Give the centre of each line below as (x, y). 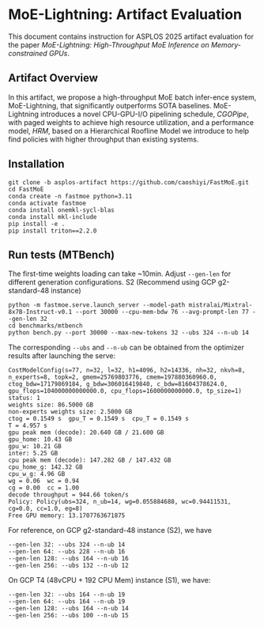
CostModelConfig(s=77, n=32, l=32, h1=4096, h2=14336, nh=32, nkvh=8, (127, 370)
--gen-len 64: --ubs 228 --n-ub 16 (67, 552)
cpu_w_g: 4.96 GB (37, 474)
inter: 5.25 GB (33, 453)
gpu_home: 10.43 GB (40, 440)
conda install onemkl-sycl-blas (61, 210)
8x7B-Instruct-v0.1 (40, 312)
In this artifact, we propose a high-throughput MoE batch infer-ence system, (132, 97)
